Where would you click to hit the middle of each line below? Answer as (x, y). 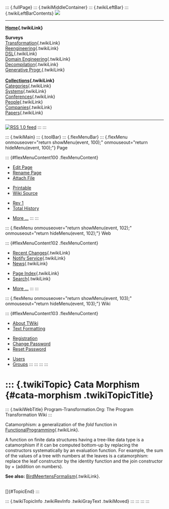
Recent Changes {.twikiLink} (41, 253)
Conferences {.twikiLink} (30, 96)
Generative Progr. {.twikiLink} (35, 70)
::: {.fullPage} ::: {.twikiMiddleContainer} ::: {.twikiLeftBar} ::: (67, 7)
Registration (25, 338)
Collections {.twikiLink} (30, 81)
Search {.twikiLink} (32, 279)
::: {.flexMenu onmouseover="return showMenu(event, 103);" (69, 298)
